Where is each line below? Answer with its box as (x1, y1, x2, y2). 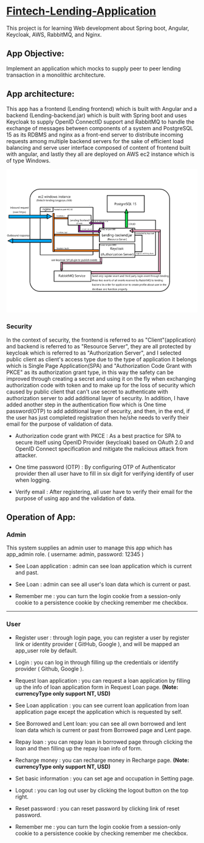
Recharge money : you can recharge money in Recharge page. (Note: (15, 757, 189, 764)
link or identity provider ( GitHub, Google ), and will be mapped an (15, 640, 180, 647)
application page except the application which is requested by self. (15, 708, 183, 715)
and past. (15, 569, 39, 576)
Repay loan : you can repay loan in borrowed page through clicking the (15, 738, 193, 746)
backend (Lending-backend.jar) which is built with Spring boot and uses (6, 111, 187, 119)
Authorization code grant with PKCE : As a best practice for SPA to (15, 432, 182, 439)
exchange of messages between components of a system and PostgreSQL (6, 124, 194, 132)
